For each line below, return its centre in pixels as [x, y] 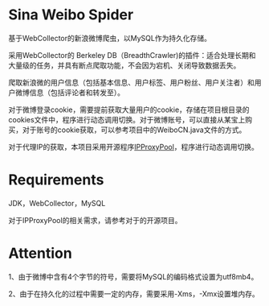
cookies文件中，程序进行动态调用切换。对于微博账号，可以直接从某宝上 [127, 119]
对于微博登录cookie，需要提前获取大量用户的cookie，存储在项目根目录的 [129, 110]
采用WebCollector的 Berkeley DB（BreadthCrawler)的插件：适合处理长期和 [132, 55]
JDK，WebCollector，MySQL [57, 203]
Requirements [56, 180]
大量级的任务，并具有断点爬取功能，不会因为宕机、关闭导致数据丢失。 [124, 65]
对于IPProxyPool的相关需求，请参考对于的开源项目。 [95, 220]
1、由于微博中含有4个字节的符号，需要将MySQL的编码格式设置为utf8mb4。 [133, 276]
